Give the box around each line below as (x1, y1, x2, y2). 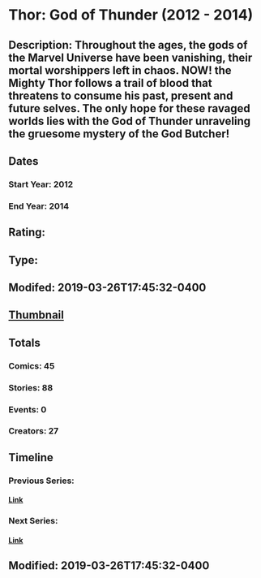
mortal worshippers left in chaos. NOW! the (8, 63, 233, 77)
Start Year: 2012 (8, 179, 74, 190)
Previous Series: (8, 475, 75, 486)
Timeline (8, 451, 54, 464)
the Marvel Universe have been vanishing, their (8, 50, 253, 64)
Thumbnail (8, 308, 65, 322)
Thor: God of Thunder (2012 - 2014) (8, 6, 254, 24)
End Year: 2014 (8, 201, 70, 212)
